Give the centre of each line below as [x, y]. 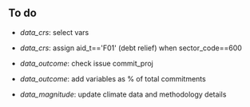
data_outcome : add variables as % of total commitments [113, 78]
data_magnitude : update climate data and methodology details [123, 94]
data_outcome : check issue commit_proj [86, 63]
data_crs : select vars [54, 32]
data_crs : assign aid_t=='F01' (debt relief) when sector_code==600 [131, 48]
